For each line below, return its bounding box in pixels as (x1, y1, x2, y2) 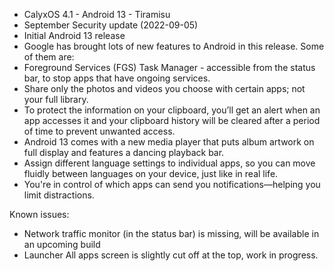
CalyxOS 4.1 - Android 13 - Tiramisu (23, 9, 171, 20)
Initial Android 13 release (23, 30, 126, 41)
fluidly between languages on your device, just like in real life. (23, 168, 279, 179)
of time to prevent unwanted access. (23, 125, 176, 137)
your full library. (23, 94, 89, 105)
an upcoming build (23, 239, 101, 250)
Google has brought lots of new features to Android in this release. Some (23, 40, 325, 52)
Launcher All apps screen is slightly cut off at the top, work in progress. (23, 249, 319, 261)
